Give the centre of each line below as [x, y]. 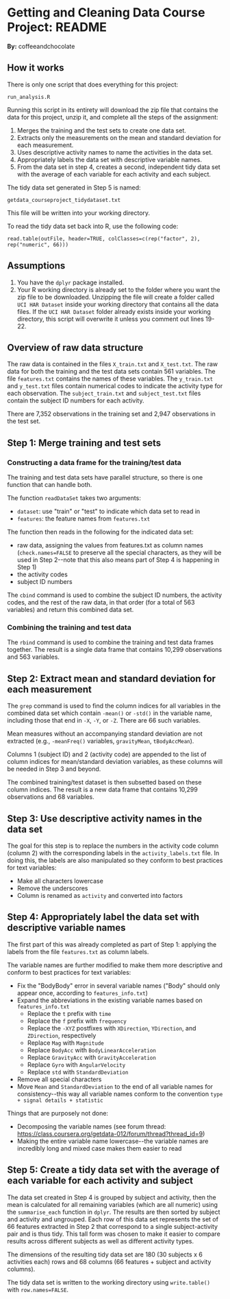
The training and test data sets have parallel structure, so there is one [105, 477]
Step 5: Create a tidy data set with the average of [114, 1170]
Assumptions [36, 266]
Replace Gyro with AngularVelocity [76, 1064]
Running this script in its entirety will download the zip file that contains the [113, 110]
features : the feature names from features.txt [84, 519]
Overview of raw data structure [75, 347]
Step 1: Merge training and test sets [84, 443]
